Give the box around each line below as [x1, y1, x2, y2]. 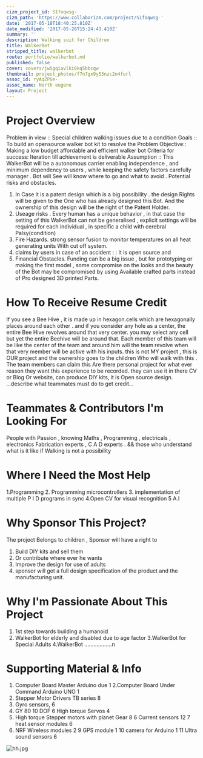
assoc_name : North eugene [6, 82, 72, 88]
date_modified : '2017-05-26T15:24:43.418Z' [6, 25, 118, 32]
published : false [6, 59, 50, 65]
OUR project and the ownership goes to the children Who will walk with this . [6, 354, 198, 361]
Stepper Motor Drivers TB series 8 [15, 694, 101, 702]
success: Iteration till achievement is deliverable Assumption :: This [6, 153, 174, 161]
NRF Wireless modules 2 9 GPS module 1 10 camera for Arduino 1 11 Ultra [15, 726, 198, 734]
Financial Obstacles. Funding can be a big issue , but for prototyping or [15, 255, 193, 262]
